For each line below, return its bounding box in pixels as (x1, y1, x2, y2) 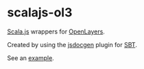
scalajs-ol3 (7, 5, 73, 20)
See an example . (7, 53, 55, 62)
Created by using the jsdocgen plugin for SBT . (7, 40, 137, 49)
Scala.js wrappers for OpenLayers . (7, 27, 105, 36)
